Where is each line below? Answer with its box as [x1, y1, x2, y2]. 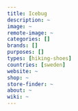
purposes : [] [7, 49, 44, 56]
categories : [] [7, 36, 51, 43]
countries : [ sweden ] [7, 61, 66, 68]
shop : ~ [7, 74, 29, 81]
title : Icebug [7, 10, 48, 17]
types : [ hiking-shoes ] [7, 55, 72, 62]
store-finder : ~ [7, 81, 53, 88]
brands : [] [7, 42, 38, 49]
